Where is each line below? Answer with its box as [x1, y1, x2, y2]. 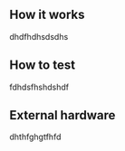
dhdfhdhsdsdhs [9, 31, 69, 42]
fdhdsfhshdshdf [9, 81, 70, 92]
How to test [9, 58, 75, 73]
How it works [9, 7, 85, 23]
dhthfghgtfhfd [9, 131, 62, 143]
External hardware [9, 108, 116, 123]
